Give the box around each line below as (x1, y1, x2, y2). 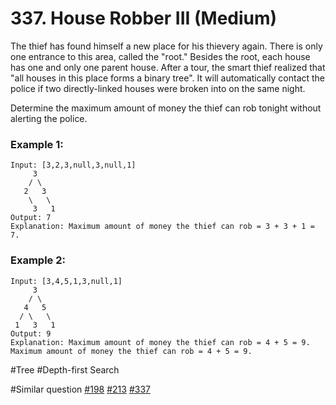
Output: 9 (10, 328, 52, 339)
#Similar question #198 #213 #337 (10, 383, 151, 395)
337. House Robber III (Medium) (10, 7, 278, 30)
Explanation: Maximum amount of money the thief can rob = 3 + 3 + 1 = (10, 222, 315, 232)
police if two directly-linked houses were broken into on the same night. (10, 82, 306, 94)
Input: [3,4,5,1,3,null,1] (10, 276, 123, 286)
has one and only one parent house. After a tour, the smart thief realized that (10, 61, 326, 73)
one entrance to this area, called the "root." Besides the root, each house (10, 50, 311, 62)
